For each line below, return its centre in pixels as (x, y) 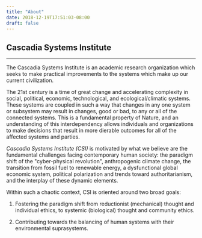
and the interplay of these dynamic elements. (62, 181)
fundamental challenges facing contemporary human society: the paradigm (100, 155)
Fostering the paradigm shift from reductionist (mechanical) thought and (104, 204)
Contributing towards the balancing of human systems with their (94, 222)
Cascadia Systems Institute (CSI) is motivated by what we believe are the (97, 149)
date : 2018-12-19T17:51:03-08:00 (48, 17)
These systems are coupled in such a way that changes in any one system (98, 105)
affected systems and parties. (43, 137)
